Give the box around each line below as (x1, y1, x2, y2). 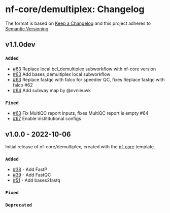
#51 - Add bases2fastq (12, 177, 61, 183)
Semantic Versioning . (5, 25, 50, 31)
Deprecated (5, 202, 32, 208)
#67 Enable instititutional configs (12, 115, 81, 121)
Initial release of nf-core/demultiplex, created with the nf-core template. (5, 143, 156, 150)
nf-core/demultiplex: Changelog (5, 4, 145, 15)
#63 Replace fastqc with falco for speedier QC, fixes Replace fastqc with (12, 76, 165, 82)
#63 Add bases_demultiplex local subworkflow (12, 71, 111, 77)
